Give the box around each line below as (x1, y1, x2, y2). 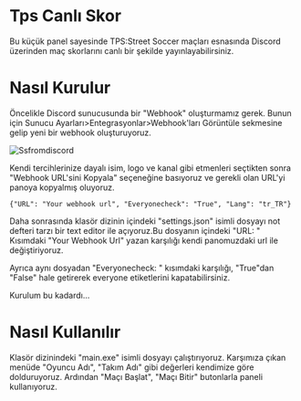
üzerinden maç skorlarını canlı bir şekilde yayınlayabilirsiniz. (9, 45, 234, 56)
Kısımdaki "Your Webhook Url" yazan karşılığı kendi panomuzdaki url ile (9, 235, 278, 246)
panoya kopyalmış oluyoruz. (9, 182, 116, 193)
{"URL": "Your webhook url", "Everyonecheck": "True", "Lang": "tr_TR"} (9, 199, 292, 208)
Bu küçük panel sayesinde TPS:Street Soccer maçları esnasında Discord (9, 36, 281, 47)
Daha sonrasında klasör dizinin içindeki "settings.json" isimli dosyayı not (9, 216, 281, 227)
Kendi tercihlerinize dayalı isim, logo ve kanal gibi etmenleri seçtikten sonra (9, 162, 292, 174)
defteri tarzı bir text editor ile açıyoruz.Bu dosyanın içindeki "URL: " (9, 225, 261, 236)
